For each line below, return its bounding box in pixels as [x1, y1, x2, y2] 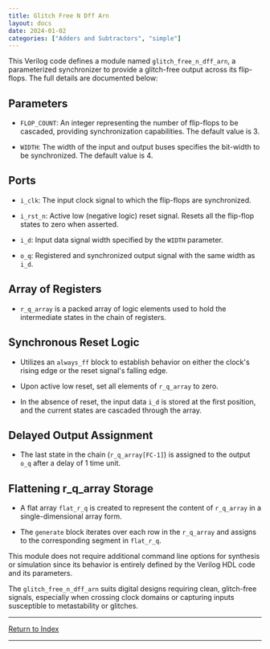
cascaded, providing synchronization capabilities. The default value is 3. [19, 126, 260, 137]
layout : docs [8, 19, 52, 27]
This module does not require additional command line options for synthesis [8, 552, 260, 561]
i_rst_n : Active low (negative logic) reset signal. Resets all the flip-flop [19, 211, 255, 220]
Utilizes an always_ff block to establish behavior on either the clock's [19, 357, 251, 367]
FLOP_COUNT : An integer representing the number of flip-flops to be [19, 118, 239, 128]
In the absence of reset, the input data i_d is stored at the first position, [19, 396, 256, 406]
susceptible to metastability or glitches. [8, 601, 139, 611]
